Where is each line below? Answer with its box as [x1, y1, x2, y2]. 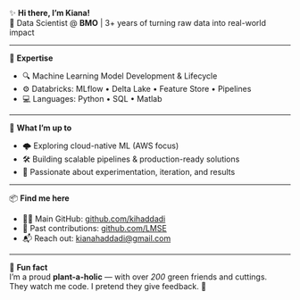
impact [9, 27, 35, 37]
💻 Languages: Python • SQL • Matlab [21, 94, 162, 104]
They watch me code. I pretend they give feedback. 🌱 [9, 281, 207, 291]
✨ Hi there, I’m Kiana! [9, 8, 91, 18]
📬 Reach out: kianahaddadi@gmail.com [21, 233, 171, 244]
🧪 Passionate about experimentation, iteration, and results [21, 167, 236, 177]
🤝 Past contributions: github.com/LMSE [21, 223, 167, 233]
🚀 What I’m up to [9, 122, 72, 133]
